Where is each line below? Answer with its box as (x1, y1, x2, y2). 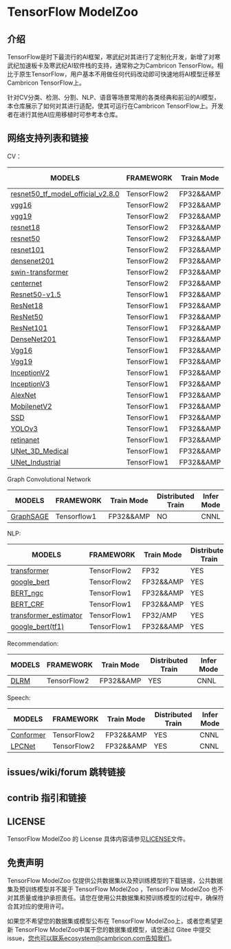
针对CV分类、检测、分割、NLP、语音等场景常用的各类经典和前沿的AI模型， (7, 94, 220, 101)
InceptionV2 (10, 367, 50, 377)
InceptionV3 (10, 379, 50, 389)
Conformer (10, 730, 46, 740)
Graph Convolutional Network (7, 475, 91, 483)
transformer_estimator (10, 610, 82, 620)
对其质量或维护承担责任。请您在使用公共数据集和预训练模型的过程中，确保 (7, 894, 218, 902)
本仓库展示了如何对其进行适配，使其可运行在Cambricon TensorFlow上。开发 (7, 102, 224, 110)
